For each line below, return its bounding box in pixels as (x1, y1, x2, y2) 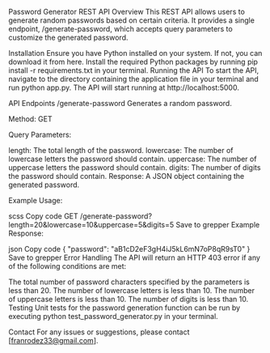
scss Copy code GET (8, 211, 78, 221)
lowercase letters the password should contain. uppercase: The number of (8, 154, 257, 164)
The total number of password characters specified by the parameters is (8, 277, 251, 287)
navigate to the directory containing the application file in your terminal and (8, 74, 259, 83)
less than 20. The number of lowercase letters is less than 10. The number (8, 286, 255, 295)
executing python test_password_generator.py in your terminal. (8, 312, 218, 321)
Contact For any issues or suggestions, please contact (8, 327, 190, 337)
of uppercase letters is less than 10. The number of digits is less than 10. (8, 295, 249, 304)
